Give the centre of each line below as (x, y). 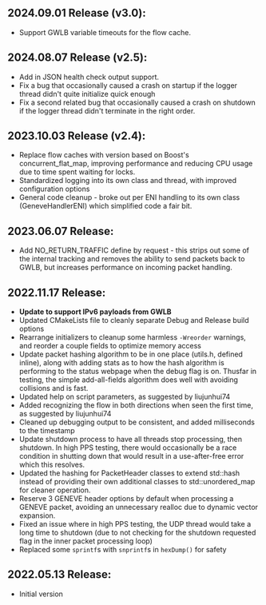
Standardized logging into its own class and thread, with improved (128, 181)
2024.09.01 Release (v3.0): (77, 13)
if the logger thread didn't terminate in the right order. (107, 110)
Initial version (41, 594)
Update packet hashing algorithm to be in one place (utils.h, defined (131, 354)
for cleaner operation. (55, 490)
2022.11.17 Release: (57, 292)
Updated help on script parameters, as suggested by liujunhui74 (125, 397)
